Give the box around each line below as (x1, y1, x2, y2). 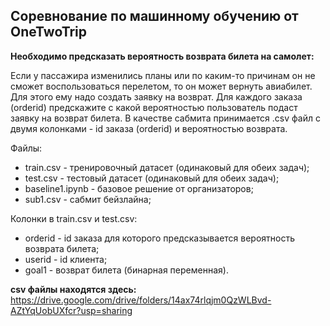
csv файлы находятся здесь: (10, 283, 137, 295)
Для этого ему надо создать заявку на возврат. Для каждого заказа (10, 90, 303, 103)
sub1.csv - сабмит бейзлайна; (24, 193, 152, 205)
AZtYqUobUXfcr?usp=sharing (10, 304, 133, 316)
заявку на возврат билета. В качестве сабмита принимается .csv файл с (10, 112, 321, 124)
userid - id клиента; (24, 253, 108, 265)
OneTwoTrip (10, 24, 88, 41)
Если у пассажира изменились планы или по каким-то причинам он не (10, 69, 316, 81)
